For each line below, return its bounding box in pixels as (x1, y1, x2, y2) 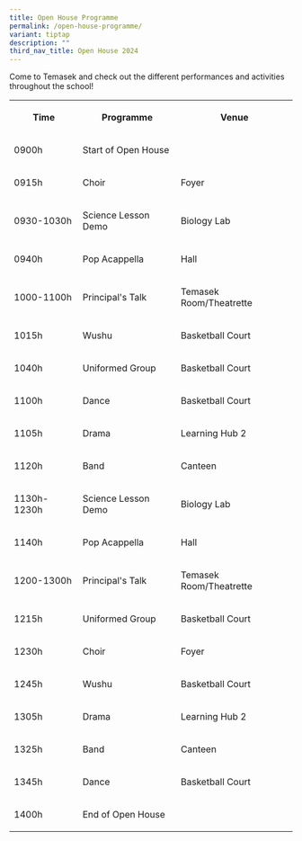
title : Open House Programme (9, 13, 119, 22)
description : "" (9, 38, 70, 48)
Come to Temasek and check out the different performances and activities (9, 71, 285, 82)
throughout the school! (9, 81, 94, 92)
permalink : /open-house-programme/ (9, 22, 143, 31)
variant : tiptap (9, 30, 70, 39)
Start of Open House (82, 144, 170, 157)
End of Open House (82, 809, 166, 821)
